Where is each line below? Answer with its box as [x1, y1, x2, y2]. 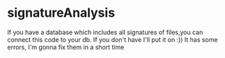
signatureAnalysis [7, 5, 116, 21]
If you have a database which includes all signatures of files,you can [7, 28, 203, 36]
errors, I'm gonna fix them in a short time [7, 43, 125, 51]
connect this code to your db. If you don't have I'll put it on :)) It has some [7, 35, 218, 43]
